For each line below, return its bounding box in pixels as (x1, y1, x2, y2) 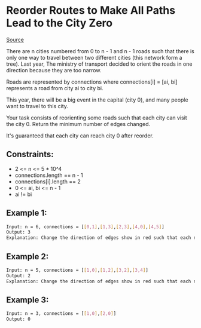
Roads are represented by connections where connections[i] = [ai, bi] (6, 78, 178, 85)
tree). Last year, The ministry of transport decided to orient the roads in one (6, 60, 193, 68)
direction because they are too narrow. (6, 66, 102, 73)
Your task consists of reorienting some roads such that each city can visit (6, 114, 187, 121)
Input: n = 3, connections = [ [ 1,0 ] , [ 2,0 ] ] (6, 311, 117, 317)
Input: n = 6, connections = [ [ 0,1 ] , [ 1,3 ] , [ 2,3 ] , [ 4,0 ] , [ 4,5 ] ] (6, 223, 165, 230)
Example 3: (6, 295, 49, 305)
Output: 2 (6, 272, 31, 278)
